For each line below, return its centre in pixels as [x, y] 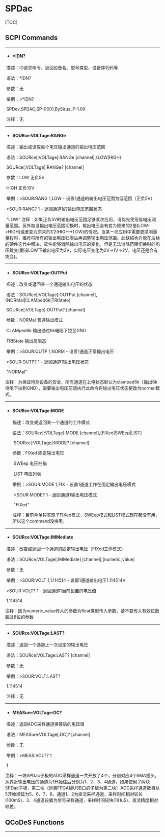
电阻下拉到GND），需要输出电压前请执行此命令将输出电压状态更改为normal [80, 388]
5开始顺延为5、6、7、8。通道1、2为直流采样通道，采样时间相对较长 [74, 794]
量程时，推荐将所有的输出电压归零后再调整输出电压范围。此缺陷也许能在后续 [82, 238]
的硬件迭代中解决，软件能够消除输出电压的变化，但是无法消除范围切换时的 [80, 244]
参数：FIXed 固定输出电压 [38, 453]
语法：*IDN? [19, 78]
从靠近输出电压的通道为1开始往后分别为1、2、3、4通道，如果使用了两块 [78, 782]
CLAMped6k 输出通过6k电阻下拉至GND [46, 331]
